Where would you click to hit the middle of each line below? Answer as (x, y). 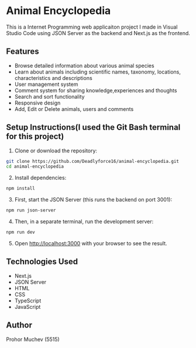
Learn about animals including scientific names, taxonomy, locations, (98, 72)
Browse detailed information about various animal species (84, 65)
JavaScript (27, 307)
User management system (46, 84)
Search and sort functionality (49, 96)
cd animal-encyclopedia (35, 167)
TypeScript (28, 300)
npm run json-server (31, 210)
